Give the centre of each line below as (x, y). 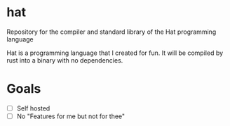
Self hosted (33, 108)
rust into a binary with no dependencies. (65, 60)
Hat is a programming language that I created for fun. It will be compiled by (115, 53)
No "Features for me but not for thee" (71, 116)
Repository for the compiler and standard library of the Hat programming (111, 32)
